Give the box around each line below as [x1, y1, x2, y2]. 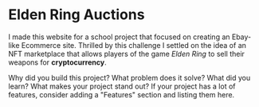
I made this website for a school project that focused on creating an [8, 32, 230, 42]
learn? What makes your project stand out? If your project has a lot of [8, 81, 236, 91]
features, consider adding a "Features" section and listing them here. [8, 89, 235, 99]
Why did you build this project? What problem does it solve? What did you [8, 73, 251, 82]
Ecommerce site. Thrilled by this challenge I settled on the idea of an [21, 40, 247, 50]
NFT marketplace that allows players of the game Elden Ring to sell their [8, 49, 245, 58]
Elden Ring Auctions [8, 6, 145, 24]
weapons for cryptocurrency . [8, 57, 107, 67]
